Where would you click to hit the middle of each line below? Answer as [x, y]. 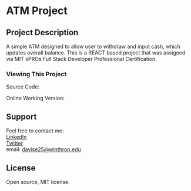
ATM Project [37, 11]
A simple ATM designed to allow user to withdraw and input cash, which [93, 46]
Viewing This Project [36, 74]
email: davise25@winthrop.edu [43, 149]
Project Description [42, 33]
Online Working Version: [35, 98]
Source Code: [23, 87]
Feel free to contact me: [35, 131]
